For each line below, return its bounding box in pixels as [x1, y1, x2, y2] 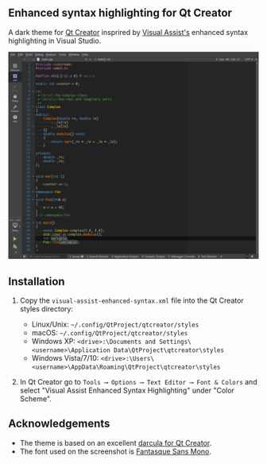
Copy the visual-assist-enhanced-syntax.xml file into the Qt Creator [19, 296, 244, 305]
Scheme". [19, 394, 52, 404]
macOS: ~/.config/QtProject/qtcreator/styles [31, 328, 188, 337]
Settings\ [158, 338, 192, 346]
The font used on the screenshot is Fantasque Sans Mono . [19, 447, 212, 456]
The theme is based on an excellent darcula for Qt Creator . [19, 438, 212, 447]
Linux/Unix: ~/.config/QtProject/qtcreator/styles [31, 319, 199, 329]
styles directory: [19, 304, 74, 313]
